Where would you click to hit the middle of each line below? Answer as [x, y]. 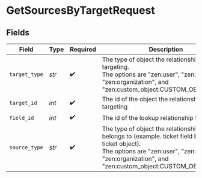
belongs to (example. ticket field [147, 136]
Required [83, 49]
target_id [23, 103]
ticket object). [121, 144]
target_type [26, 75]
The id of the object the [135, 99]
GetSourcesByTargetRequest [81, 10]
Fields [18, 33]
